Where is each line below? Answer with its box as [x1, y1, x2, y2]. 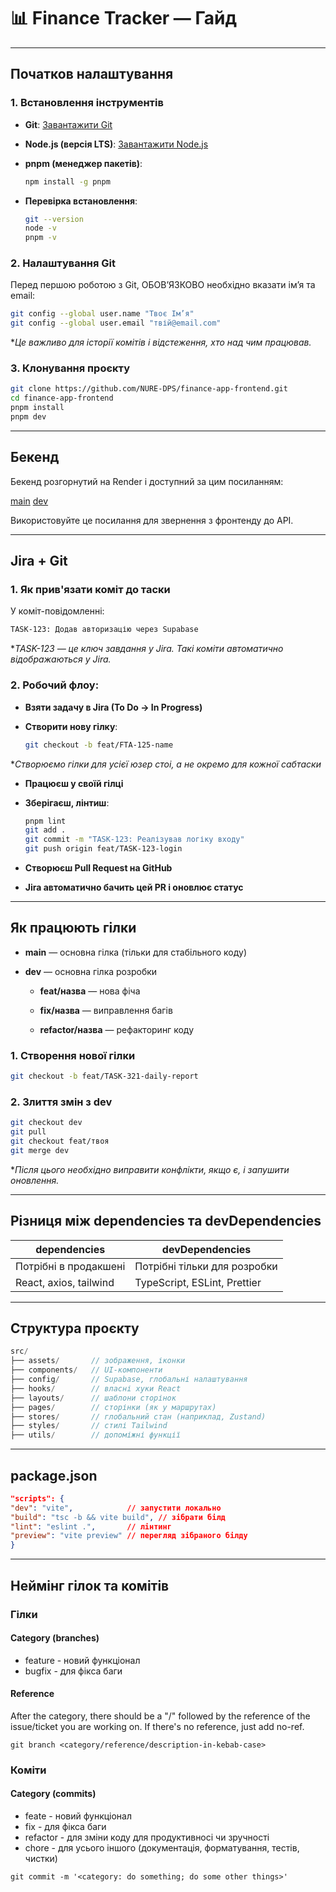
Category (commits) [10, 1788, 97, 1800]
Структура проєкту [10, 1320, 140, 1337]
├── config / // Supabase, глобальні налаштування [10, 1375, 248, 1385]
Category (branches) [10, 1632, 100, 1644]
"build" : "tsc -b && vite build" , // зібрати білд [10, 1512, 226, 1522]
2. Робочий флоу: [10, 678, 100, 692]
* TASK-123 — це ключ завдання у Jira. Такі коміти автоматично [10, 643, 284, 655]
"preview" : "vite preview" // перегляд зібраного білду [10, 1531, 248, 1541]
